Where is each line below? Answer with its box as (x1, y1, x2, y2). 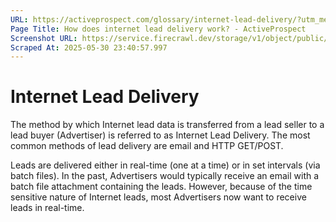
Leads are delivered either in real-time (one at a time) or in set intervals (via (10, 159, 321, 171)
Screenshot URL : (10, 33, 78, 43)
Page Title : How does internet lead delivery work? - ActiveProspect (10, 24, 307, 34)
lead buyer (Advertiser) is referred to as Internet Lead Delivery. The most (10, 129, 311, 141)
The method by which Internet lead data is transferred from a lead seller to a (10, 119, 325, 131)
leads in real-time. (10, 202, 85, 214)
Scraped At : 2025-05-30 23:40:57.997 (10, 42, 168, 53)
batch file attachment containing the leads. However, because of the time (10, 181, 313, 193)
